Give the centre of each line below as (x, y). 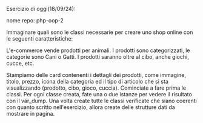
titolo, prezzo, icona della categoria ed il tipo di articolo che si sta (87, 81)
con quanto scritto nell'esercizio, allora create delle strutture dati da (91, 107)
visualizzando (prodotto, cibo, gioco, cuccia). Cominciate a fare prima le (96, 88)
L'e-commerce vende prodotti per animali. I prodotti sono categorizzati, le (98, 50)
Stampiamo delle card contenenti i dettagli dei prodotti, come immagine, (96, 75)
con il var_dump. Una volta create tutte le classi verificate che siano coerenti (101, 101)
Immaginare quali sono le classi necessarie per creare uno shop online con (100, 32)
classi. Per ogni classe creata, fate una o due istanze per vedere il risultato (99, 94)
